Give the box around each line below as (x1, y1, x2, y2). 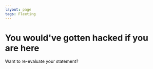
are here (5, 42, 39, 54)
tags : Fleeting (5, 12, 36, 16)
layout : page (5, 7, 32, 12)
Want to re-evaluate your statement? (5, 58, 79, 64)
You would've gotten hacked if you (5, 32, 149, 43)
